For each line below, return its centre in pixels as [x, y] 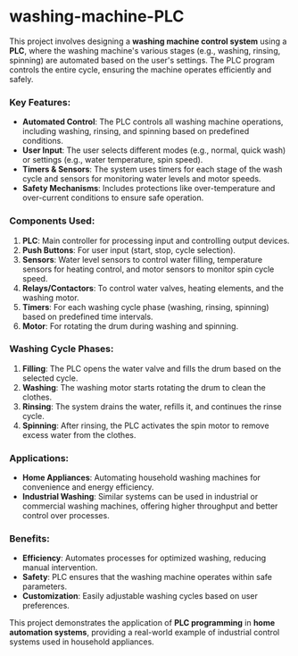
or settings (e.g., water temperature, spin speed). [112, 160]
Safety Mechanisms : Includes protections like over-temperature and [149, 189]
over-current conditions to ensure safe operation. [113, 198]
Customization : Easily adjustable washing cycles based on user [140, 596]
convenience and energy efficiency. [88, 487]
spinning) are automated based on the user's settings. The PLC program [142, 60]
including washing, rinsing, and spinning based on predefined [136, 131]
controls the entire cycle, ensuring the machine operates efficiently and [141, 70]
